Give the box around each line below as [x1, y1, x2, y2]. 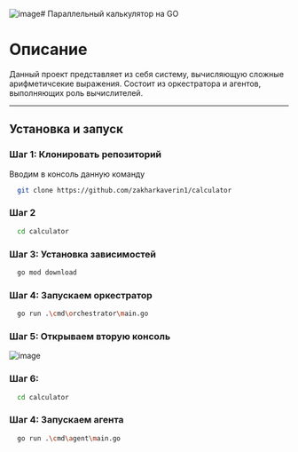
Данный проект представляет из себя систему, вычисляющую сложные [9, 68, 285, 79]
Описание [9, 40, 88, 59]
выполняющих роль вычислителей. [9, 87, 144, 98]
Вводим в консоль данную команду [9, 169, 145, 179]
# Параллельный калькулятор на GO [40, 9, 179, 19]
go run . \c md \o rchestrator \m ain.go [17, 309, 149, 319]
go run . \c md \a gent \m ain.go [17, 433, 122, 443]
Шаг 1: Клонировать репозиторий [9, 148, 162, 161]
